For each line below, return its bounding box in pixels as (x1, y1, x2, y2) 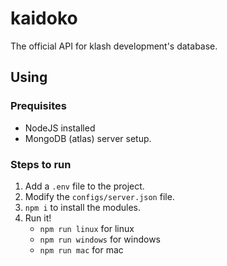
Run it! (24, 212, 52, 224)
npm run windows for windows (39, 233, 161, 245)
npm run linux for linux (39, 222, 135, 234)
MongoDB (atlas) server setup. (24, 132, 152, 144)
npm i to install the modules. (24, 201, 142, 213)
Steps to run (10, 157, 72, 171)
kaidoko (10, 7, 78, 30)
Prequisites (10, 99, 67, 113)
